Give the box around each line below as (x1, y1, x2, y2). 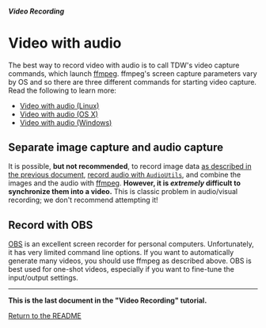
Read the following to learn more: (8, 86, 117, 95)
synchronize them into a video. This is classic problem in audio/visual (8, 187, 238, 196)
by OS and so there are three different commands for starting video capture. (8, 77, 257, 86)
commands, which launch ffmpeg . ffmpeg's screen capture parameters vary (8, 68, 257, 78)
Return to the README (8, 311, 82, 321)
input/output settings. (8, 273, 79, 283)
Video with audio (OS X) (19, 109, 99, 119)
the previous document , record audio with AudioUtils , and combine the (8, 170, 241, 180)
